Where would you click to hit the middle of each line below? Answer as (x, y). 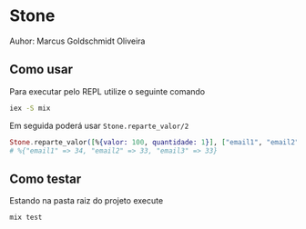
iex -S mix (30, 108)
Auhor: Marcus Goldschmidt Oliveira (77, 41)
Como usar (41, 70)
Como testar (46, 179)
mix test (26, 218)
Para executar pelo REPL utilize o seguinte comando (107, 91)
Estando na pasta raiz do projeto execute (87, 201)
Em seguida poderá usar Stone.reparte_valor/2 (99, 125)
